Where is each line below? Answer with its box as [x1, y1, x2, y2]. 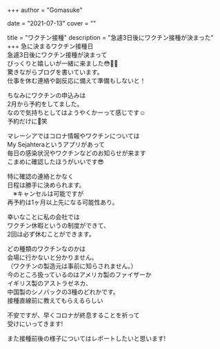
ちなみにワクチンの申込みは [7, 91, 86, 99]
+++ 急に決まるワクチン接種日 [7, 42, 94, 50]
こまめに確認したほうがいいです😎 [7, 158, 105, 166]
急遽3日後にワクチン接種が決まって [7, 51, 108, 59]
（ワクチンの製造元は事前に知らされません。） [7, 262, 137, 270]
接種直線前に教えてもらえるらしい [7, 297, 103, 304]
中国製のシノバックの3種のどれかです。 [7, 288, 119, 296]
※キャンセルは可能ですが [12, 190, 84, 197]
